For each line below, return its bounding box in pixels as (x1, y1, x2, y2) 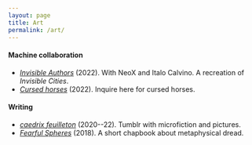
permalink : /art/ (8, 26, 65, 34)
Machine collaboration (8, 50, 84, 60)
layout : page (8, 11, 51, 20)
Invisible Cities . (19, 76, 69, 85)
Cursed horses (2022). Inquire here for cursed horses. (19, 84, 195, 94)
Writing (8, 103, 34, 112)
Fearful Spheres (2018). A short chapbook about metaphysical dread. (19, 128, 244, 137)
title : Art (8, 19, 44, 27)
